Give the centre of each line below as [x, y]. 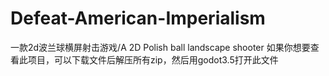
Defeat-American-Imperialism [138, 18]
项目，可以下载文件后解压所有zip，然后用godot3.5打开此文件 [153, 59]
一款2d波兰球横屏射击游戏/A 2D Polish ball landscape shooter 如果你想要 [160, 47]
